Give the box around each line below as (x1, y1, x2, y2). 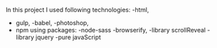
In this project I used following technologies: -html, (5, 6, 150, 14)
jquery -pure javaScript (35, 33, 102, 41)
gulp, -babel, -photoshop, (15, 19, 89, 26)
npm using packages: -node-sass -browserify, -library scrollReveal (15, 26, 206, 34)
